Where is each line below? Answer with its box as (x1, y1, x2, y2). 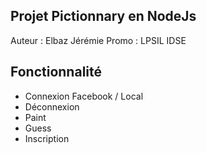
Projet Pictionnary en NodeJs (10, 8, 197, 25)
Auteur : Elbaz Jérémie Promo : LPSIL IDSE (10, 34, 187, 46)
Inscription (24, 132, 70, 144)
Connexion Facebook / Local (24, 90, 144, 102)
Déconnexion (24, 100, 80, 113)
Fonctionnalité (10, 64, 103, 81)
